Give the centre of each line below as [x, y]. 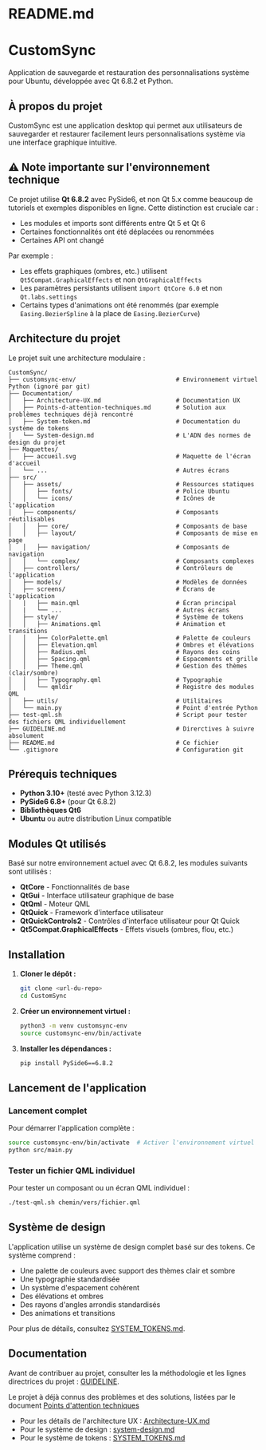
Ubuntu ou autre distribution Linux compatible [96, 818]
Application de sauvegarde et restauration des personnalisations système [129, 73]
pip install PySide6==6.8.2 [66, 1063]
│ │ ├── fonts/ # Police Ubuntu [119, 491]
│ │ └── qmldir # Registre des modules [131, 687]
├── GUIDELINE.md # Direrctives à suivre [131, 729]
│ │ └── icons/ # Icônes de [112, 498]
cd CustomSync [43, 996]
